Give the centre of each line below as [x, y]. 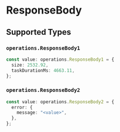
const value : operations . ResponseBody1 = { [60, 60]
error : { [22, 107]
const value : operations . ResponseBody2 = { [60, 102]
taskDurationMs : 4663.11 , [43, 70]
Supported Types [39, 32]
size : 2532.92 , [30, 65]
